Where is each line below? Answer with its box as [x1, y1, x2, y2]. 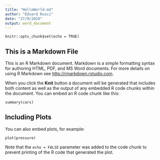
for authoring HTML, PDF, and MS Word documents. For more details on [5, 65, 150, 71]
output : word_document [5, 20, 51, 26]
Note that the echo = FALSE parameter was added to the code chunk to [5, 144, 147, 150]
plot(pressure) [5, 135, 36, 140]
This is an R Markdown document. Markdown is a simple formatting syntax [5, 60, 155, 66]
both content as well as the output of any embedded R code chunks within [5, 85, 155, 91]
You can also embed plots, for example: [5, 126, 85, 132]
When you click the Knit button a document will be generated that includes [5, 80, 156, 86]
